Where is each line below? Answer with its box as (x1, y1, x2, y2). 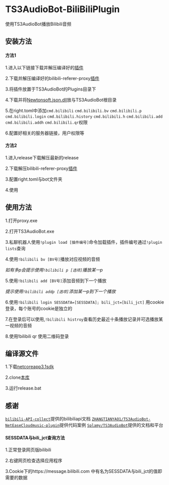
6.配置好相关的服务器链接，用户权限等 (5, 130, 85, 136)
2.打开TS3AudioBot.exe (5, 228, 54, 234)
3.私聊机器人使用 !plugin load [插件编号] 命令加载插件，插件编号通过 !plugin (5, 239, 162, 245)
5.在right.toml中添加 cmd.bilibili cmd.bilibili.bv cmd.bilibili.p (5, 107, 142, 113)
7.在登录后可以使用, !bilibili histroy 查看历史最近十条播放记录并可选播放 (5, 316, 159, 322)
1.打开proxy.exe (5, 217, 38, 224)
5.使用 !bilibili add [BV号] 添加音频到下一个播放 (5, 277, 107, 284)
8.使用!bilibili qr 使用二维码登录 (5, 333, 69, 339)
